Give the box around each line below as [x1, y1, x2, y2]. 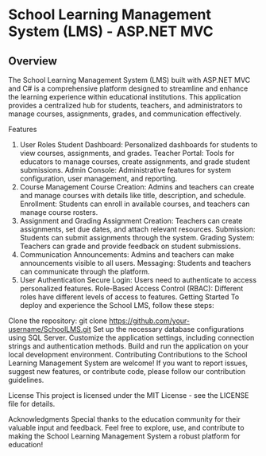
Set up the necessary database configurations [92, 325, 245, 333]
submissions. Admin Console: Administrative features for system [19, 166, 232, 174]
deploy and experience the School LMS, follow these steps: [19, 301, 214, 310]
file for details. [8, 399, 56, 408]
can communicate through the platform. [19, 267, 150, 276]
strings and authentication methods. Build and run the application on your [8, 341, 249, 351]
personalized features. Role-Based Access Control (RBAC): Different [19, 284, 244, 293]
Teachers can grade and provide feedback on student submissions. [19, 241, 241, 251]
